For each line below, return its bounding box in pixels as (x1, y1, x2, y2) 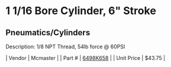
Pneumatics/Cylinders (5, 28, 91, 38)
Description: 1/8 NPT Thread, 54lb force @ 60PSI (5, 43, 125, 50)
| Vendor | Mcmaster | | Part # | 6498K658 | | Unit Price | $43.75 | (5, 55, 166, 61)
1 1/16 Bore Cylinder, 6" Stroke (5, 4, 156, 18)
